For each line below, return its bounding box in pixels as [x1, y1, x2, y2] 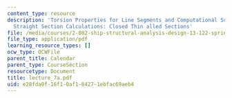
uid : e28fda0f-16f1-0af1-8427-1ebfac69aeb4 [7, 81, 135, 88]
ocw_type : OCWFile [7, 49, 60, 56]
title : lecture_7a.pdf [7, 74, 72, 81]
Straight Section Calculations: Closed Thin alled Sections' [13, 23, 193, 30]
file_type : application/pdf [7, 36, 88, 43]
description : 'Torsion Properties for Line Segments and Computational [7, 17, 217, 23]
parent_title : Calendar [7, 55, 76, 62]
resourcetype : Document [7, 68, 76, 75]
